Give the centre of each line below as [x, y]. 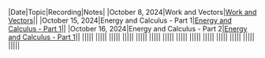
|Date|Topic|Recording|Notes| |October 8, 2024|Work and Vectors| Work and [132, 12]
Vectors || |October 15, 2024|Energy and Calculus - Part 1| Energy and [120, 20]
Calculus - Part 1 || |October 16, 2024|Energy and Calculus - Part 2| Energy [128, 29]
